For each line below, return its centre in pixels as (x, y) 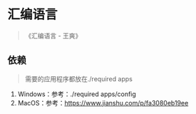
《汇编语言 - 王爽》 (53, 36)
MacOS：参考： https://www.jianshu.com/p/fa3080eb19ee (103, 103)
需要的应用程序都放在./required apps (79, 78)
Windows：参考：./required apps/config (77, 94)
